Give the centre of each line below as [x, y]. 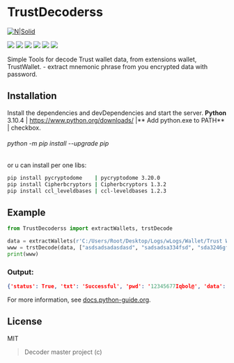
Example [26, 212]
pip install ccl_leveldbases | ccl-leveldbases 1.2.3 [87, 191]
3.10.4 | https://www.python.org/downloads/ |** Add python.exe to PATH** [116, 120]
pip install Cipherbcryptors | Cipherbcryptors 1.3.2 [87, 184]
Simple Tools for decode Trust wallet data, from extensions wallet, [102, 59]
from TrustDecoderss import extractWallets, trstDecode [90, 229]
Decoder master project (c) [63, 352]
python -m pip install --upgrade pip [58, 144]
